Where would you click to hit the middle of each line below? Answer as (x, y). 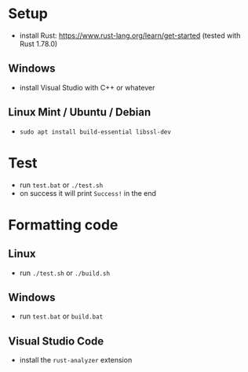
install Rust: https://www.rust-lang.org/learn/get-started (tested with (130, 35)
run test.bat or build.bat (61, 316)
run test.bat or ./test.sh (61, 185)
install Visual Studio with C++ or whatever (87, 87)
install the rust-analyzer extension (76, 360)
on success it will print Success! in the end (88, 193)
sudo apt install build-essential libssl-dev (95, 132)
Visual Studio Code (56, 341)
